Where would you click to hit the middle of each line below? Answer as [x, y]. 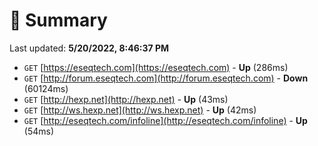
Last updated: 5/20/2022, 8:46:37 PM [89, 48]
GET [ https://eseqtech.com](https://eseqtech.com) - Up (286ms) [156, 67]
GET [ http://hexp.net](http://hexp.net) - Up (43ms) [126, 99]
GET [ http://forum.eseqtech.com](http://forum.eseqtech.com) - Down [166, 78]
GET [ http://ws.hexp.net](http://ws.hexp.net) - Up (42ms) [140, 110]
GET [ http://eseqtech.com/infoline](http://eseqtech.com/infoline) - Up [165, 120]
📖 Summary [58, 20]
